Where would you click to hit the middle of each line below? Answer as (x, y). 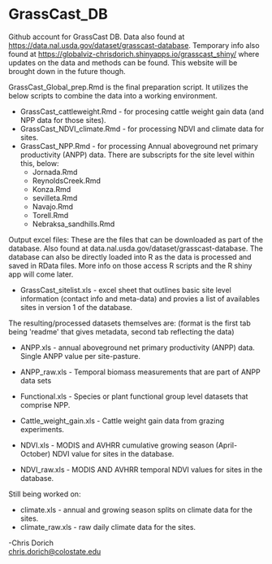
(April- (227, 445)
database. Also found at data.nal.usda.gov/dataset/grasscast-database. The (136, 248)
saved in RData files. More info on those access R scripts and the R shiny (130, 265)
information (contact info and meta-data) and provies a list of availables (140, 299)
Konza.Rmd (52, 189)
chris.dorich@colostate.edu (55, 551)
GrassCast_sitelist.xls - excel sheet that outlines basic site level (125, 290)
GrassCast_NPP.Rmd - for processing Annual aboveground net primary (139, 146)
